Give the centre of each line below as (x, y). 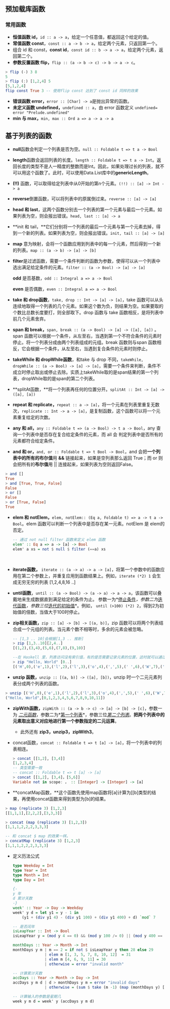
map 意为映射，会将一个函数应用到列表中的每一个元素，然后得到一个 (84, 243)
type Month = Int (31, 875)
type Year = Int (30, 870)
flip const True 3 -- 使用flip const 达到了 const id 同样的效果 (72, 91)
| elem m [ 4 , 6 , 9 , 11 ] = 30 (75, 959)
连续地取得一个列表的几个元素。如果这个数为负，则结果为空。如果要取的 (88, 306)
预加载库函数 (25, 9)
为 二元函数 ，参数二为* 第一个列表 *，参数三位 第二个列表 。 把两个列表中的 (89, 714)
